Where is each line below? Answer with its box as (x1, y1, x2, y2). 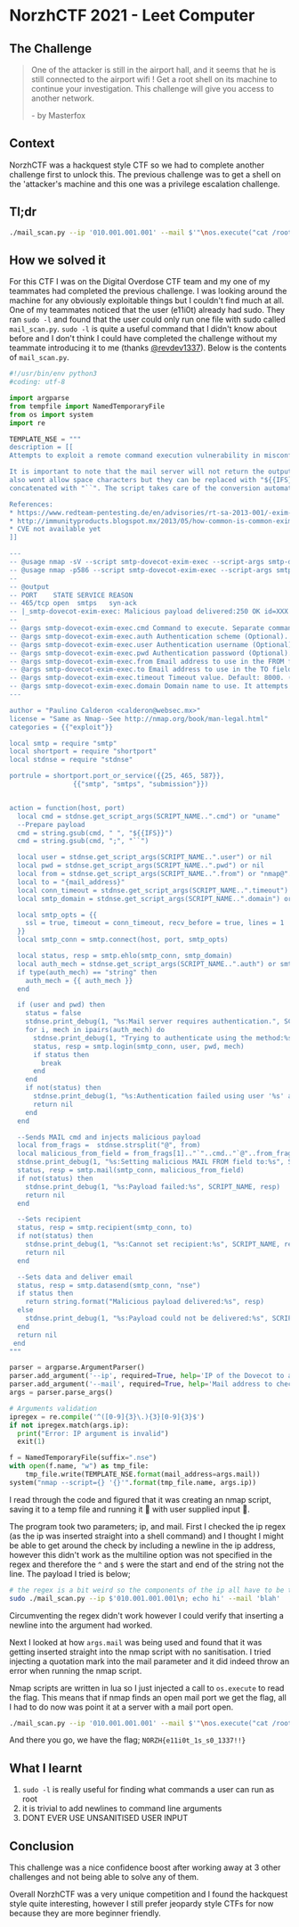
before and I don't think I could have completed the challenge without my (9, 333, 278, 344)
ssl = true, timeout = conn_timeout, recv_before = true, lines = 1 (25, 919, 285, 928)
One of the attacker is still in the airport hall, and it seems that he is (30, 64, 277, 75)
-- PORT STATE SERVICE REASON (9, 590, 133, 600)
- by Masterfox (30, 111, 86, 120)
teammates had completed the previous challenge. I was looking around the (9, 286, 287, 297)
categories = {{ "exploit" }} (9, 723, 114, 732)
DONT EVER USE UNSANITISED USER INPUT (21, 1813, 189, 1824)
